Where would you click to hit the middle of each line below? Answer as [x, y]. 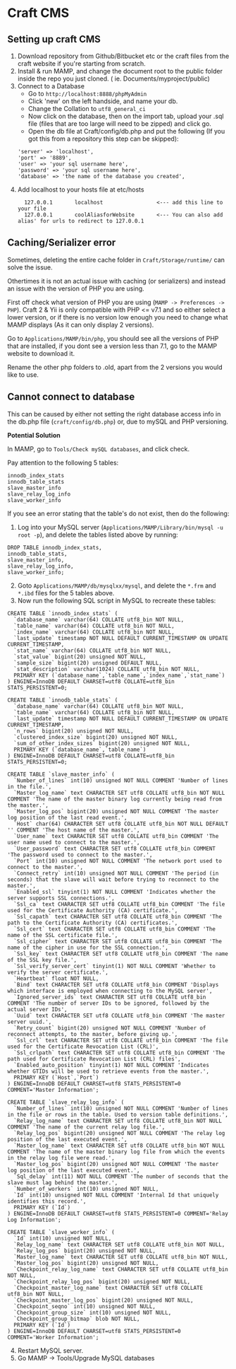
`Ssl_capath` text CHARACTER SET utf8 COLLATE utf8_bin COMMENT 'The [118, 916]
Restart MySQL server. [50, 1350]
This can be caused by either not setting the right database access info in [114, 414]
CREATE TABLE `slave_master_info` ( [61, 774]
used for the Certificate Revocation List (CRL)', [83, 1047]
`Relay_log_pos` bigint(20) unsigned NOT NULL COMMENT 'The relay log [119, 1133]
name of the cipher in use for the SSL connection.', [88, 948]
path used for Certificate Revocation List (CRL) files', [94, 1059]
